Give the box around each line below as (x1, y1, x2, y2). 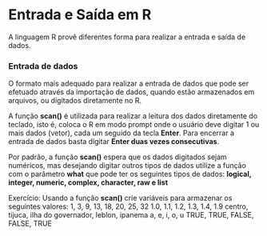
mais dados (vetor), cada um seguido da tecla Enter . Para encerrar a (8, 128, 234, 138)
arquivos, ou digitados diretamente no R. (8, 96, 142, 106)
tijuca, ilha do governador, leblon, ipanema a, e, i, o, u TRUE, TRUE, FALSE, (8, 210, 254, 220)
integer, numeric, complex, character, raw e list (8, 178, 169, 187)
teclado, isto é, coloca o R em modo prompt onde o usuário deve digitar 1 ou (8, 120, 260, 130)
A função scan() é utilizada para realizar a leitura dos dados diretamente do (8, 111, 258, 121)
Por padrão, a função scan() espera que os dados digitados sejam (8, 152, 228, 162)
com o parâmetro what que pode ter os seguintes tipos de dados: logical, (8, 170, 252, 179)
